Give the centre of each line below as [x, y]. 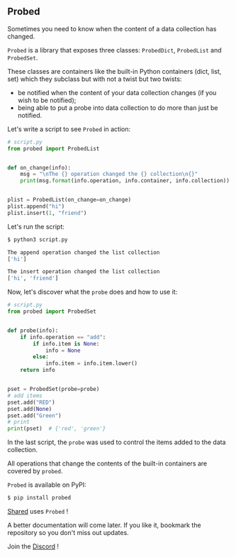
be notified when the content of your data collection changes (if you [117, 92]
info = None [63, 351]
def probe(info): [33, 330]
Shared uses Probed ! [38, 512]
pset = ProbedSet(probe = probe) [54, 390]
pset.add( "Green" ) [34, 415]
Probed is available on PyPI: [47, 485]
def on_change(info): [39, 167]
